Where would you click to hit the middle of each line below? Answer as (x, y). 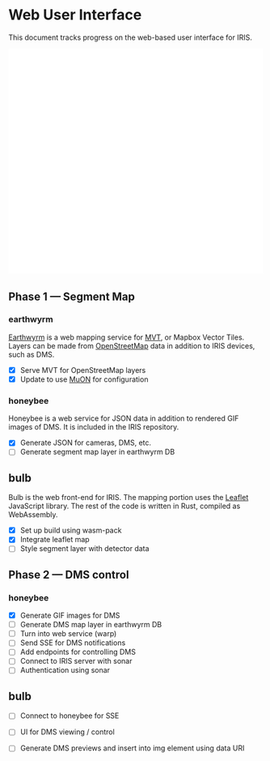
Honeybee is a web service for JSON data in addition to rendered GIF (124, 418)
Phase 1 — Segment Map (72, 296)
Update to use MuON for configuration (84, 379)
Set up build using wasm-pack (71, 530)
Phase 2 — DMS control (69, 574)
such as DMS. (32, 354)
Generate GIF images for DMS (70, 616)
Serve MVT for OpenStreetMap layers (83, 370)
